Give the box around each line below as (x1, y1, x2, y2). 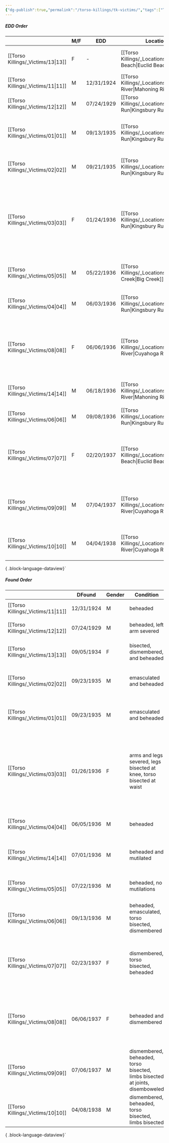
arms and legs (129, 751, 163, 758)
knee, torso (129, 771, 156, 778)
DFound (76, 591, 97, 598)
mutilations (129, 885, 155, 892)
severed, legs (129, 758, 161, 765)
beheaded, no (129, 879, 162, 886)
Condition (134, 591, 159, 598)
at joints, (129, 1079, 150, 1086)
